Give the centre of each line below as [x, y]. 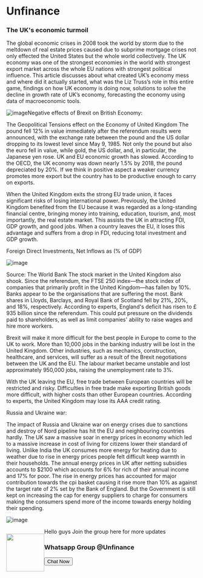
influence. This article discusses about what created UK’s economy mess [98, 75]
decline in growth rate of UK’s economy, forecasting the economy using [96, 95]
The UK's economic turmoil [48, 30]
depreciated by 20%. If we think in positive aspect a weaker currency [93, 170]
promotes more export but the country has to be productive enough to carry [101, 176]
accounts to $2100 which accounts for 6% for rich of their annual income [98, 470]
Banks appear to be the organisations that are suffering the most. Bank [95, 294]
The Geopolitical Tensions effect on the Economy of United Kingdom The [98, 125]
